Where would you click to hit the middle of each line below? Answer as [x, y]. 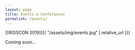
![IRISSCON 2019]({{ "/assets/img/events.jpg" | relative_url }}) [68, 33]
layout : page [18, 10]
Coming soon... [20, 42]
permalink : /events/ [26, 19]
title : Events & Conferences [35, 14]
